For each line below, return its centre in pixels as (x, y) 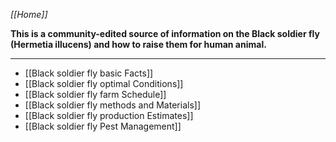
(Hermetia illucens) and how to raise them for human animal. (138, 44)
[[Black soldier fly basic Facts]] (89, 73)
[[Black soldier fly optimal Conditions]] (104, 83)
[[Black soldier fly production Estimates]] (109, 115)
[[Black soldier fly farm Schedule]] (95, 94)
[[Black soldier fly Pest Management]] (103, 126)
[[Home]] (29, 14)
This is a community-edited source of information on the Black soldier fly (165, 33)
